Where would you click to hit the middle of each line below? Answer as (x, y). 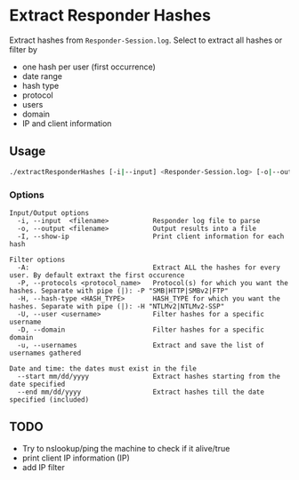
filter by (24, 49)
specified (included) (49, 400)
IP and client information (67, 123)
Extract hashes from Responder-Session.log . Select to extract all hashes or (146, 40)
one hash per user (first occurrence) (89, 67)
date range (42, 76)
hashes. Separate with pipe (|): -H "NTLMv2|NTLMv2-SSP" (117, 306)
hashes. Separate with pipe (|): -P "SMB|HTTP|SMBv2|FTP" (119, 291)
